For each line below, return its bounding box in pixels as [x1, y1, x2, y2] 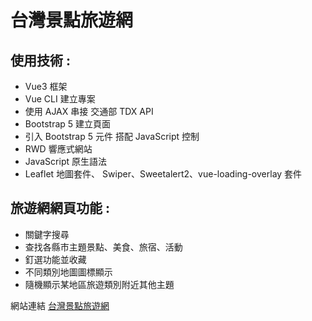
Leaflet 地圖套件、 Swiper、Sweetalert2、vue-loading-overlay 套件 [24, 168, 303, 180]
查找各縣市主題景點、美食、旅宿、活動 [24, 241, 183, 253]
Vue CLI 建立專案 [24, 93, 96, 105]
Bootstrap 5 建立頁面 [24, 118, 112, 130]
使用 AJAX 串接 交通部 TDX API [24, 106, 154, 117]
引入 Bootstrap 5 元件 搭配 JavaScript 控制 [24, 131, 200, 142]
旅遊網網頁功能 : [10, 200, 110, 217]
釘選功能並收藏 [24, 253, 87, 265]
